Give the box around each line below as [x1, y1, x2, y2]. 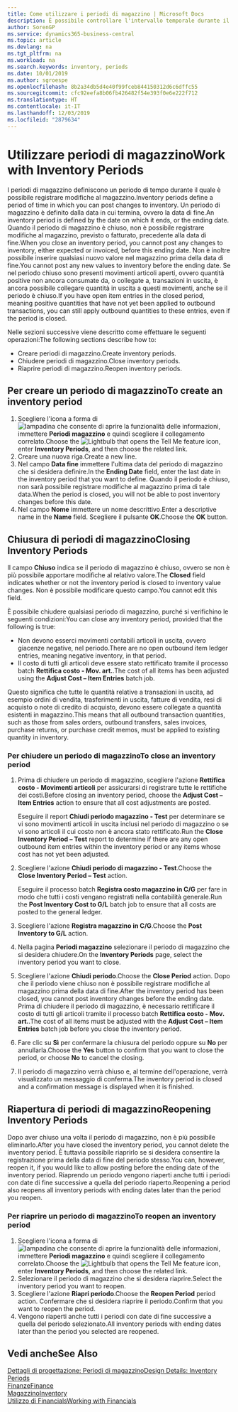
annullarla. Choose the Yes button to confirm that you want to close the [17, 1046, 225, 1054]
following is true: [7, 623, 56, 631]
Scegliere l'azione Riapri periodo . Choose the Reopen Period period [17, 1289, 216, 1298]
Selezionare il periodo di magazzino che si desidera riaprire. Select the [17, 1274, 222, 1283]
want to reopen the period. [17, 1304, 96, 1312]
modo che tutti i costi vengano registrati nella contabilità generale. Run [17, 893, 222, 902]
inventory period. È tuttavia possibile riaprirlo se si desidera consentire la [7, 1148, 220, 1157]
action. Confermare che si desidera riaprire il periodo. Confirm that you [17, 1297, 223, 1305]
